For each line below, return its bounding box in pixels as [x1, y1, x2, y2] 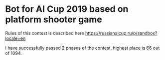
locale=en [5, 35, 26, 41]
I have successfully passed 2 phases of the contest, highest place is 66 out [5, 45, 160, 51]
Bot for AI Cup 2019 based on [5, 3, 129, 15]
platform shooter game [5, 14, 102, 25]
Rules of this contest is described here [5, 30, 84, 36]
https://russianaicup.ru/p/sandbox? [85, 30, 158, 36]
